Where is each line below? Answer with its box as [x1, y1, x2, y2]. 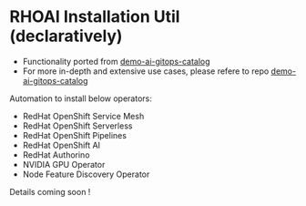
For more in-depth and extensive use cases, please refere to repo [22, 66, 270, 77]
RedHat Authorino [22, 149, 90, 160]
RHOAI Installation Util [9, 6, 180, 27]
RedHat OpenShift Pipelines [22, 129, 127, 140]
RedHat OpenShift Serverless [22, 120, 133, 131]
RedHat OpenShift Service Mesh [22, 110, 145, 121]
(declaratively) [9, 26, 123, 46]
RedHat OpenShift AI [22, 139, 101, 150]
